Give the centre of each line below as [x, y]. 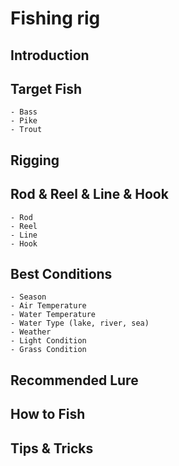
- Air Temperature [48, 306]
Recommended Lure [74, 380]
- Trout [26, 130]
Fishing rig [55, 18]
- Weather [31, 332]
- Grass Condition [48, 350]
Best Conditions [61, 273]
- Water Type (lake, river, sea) [80, 323]
